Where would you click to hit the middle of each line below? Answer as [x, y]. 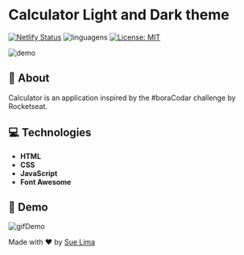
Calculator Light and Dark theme [119, 15]
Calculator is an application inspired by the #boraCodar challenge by [122, 98]
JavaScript [39, 173]
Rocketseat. [28, 106]
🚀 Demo [28, 207]
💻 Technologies [50, 133]
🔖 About [29, 78]
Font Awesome [45, 182]
